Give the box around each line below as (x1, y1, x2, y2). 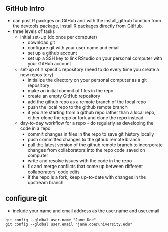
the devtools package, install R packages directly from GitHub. (12, 23, 143, 29)
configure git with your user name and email (27, 44, 120, 50)
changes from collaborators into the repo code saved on (27, 147, 145, 153)
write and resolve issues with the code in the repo (27, 157, 132, 164)
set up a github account (27, 50, 77, 56)
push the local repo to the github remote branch (27, 104, 128, 110)
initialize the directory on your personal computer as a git (27, 77, 147, 83)
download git (27, 39, 55, 45)
